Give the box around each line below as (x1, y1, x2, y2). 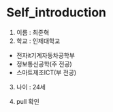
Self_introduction (6, 5, 107, 20)
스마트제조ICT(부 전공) (16, 68, 77, 76)
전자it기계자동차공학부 (16, 51, 76, 59)
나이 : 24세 (16, 83, 46, 91)
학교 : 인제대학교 (16, 36, 61, 45)
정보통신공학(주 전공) (16, 59, 72, 68)
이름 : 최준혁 (16, 28, 50, 36)
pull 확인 (16, 97, 40, 105)
